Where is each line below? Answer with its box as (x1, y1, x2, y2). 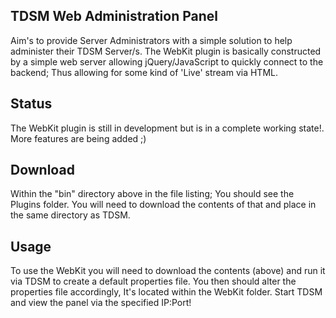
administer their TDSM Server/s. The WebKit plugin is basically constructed (10, 45, 322, 57)
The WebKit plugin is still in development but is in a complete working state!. (10, 122, 325, 134)
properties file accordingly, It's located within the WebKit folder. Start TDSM (10, 286, 323, 298)
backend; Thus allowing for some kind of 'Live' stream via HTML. (10, 66, 278, 78)
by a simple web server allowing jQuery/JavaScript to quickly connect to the (10, 55, 324, 68)
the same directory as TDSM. (10, 209, 131, 221)
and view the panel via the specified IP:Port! (10, 297, 192, 309)
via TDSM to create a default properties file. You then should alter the (10, 275, 297, 288)
